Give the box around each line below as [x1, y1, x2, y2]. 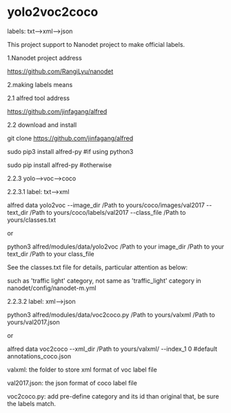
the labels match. [7, 399, 57, 407]
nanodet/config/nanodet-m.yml [7, 284, 97, 292]
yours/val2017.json [7, 318, 60, 326]
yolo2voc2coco [7, 4, 99, 20]
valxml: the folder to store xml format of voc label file [7, 365, 157, 374]
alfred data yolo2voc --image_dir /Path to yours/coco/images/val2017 [7, 201, 205, 209]
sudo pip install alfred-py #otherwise [7, 160, 112, 169]
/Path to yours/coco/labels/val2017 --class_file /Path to [30, 208, 186, 216]
